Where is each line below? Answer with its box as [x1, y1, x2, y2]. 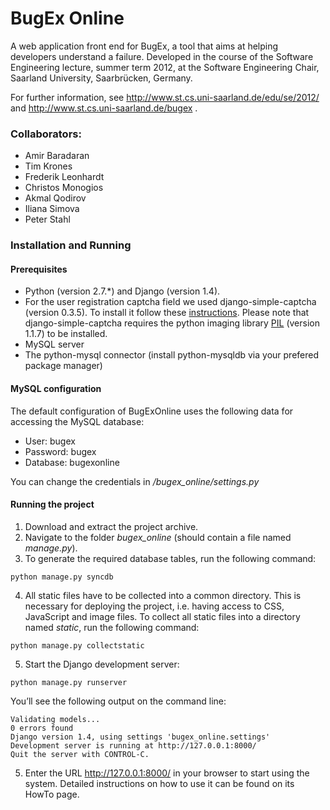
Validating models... [10, 714, 101, 724]
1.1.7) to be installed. [24, 328, 108, 340]
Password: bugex [24, 445, 97, 457]
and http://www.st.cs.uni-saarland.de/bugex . [10, 102, 198, 114]
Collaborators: [10, 127, 82, 141]
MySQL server [24, 338, 85, 351]
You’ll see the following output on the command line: [10, 695, 227, 707]
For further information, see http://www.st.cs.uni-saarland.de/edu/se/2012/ [10, 91, 320, 103]
